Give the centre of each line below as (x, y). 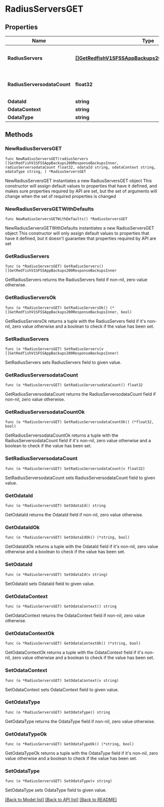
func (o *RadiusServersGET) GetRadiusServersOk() (57, 308)
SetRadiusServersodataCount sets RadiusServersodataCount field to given (80, 478)
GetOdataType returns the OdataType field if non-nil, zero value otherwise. (80, 721)
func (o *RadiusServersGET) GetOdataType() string (58, 712)
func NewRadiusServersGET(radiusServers (47, 159)
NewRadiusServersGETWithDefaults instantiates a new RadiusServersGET (80, 228)
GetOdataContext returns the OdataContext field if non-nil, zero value (75, 615)
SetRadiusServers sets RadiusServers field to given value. (63, 362)
